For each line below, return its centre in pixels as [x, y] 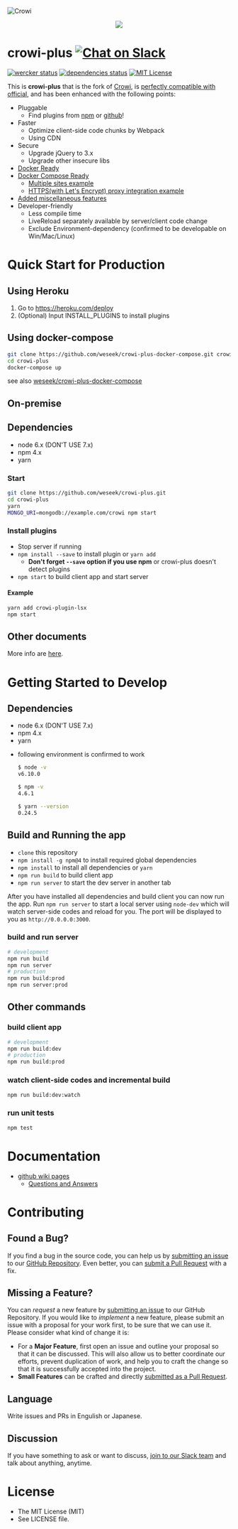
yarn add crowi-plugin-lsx [47, 607]
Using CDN [45, 138]
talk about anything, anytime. [50, 1463]
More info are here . [35, 654]
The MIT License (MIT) [51, 1511]
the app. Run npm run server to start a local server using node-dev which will [119, 904]
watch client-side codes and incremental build [89, 1080]
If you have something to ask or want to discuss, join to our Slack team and [117, 1455]
